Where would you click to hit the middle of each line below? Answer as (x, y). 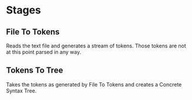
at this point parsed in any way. (44, 52)
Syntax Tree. (21, 91)
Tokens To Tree (35, 70)
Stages (24, 10)
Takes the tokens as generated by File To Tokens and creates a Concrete (94, 84)
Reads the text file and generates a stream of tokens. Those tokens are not (96, 46)
